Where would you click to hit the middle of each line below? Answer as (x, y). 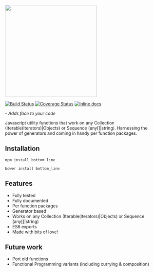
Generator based (29, 211)
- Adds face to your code (30, 113)
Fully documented (30, 200)
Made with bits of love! (35, 232)
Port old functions (30, 259)
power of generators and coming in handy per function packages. (71, 133)
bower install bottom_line (32, 169)
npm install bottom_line (30, 160)
